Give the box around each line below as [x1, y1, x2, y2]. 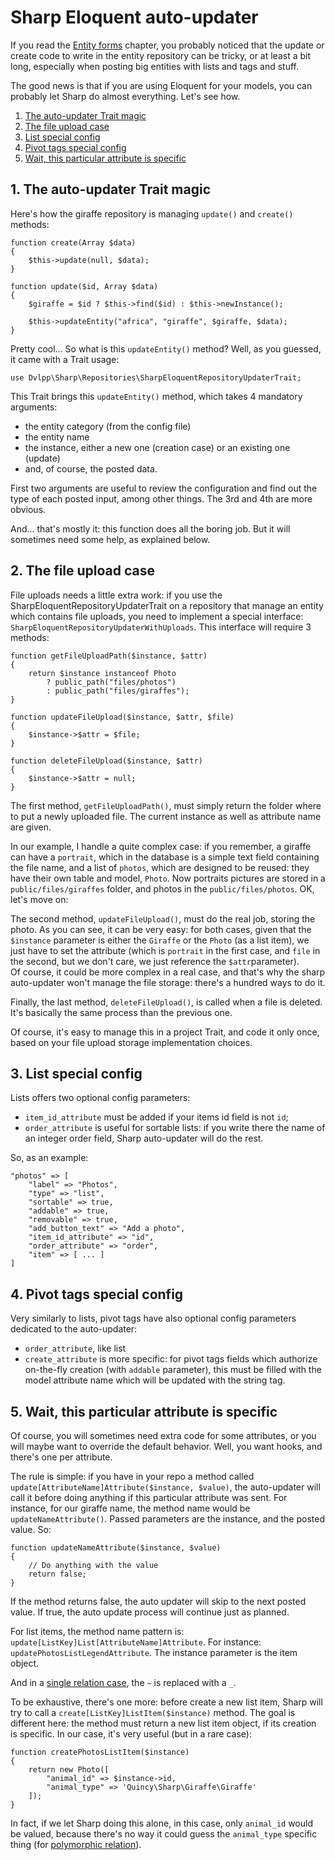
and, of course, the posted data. [24, 462, 158, 475]
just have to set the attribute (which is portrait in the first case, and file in [10, 944, 321, 956]
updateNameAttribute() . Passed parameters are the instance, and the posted [10, 1513, 325, 1525]
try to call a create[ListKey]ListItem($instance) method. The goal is [10, 1707, 296, 1718]
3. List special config [10, 1065, 143, 1082]
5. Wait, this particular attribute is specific [10, 1403, 278, 1420]
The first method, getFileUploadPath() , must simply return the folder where [10, 799, 322, 811]
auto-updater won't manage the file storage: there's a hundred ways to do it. [10, 976, 326, 988]
